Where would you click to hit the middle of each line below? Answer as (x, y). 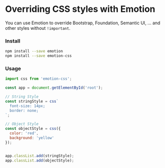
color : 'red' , (24, 133)
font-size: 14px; (27, 106)
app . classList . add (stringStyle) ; (40, 156)
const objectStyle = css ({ (33, 129)
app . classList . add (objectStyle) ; (40, 160)
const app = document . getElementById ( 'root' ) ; (54, 88)
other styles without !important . (38, 28)
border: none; (24, 111)
